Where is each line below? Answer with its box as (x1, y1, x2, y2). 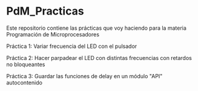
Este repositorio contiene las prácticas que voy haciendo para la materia (6, 24, 186, 32)
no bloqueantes (6, 61, 45, 68)
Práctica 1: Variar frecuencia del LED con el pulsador (6, 42, 137, 50)
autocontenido (6, 79, 42, 86)
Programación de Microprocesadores (6, 30, 100, 38)
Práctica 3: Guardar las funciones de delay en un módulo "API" (6, 72, 163, 79)
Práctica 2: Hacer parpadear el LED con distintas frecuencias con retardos (6, 54, 192, 61)
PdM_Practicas (6, 4, 84, 18)
